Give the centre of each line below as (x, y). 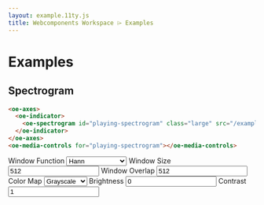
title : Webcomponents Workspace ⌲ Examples (81, 23)
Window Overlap (128, 170)
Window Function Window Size (90, 160)
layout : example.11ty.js (49, 15)
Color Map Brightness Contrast (127, 181)
